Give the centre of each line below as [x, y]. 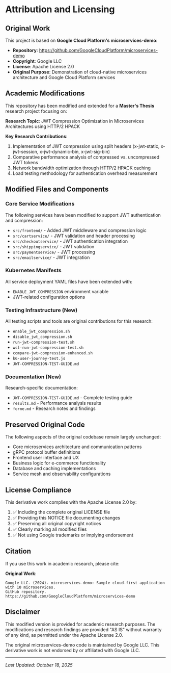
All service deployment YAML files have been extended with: [69, 281]
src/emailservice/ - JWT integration [51, 257]
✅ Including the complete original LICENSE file [61, 512]
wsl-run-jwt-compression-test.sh [48, 348]
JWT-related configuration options [49, 297]
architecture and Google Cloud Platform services [64, 77]
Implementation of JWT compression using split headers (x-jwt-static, [86, 146]
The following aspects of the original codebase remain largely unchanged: [83, 437]
